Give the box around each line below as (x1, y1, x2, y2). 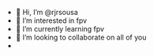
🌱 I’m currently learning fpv (15, 24, 105, 33)
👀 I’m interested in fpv (15, 16, 88, 25)
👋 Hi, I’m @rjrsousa (15, 8, 78, 17)
